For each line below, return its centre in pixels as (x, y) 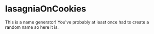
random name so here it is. (32, 27)
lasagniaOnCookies (46, 9)
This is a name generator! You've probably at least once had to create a (77, 22)
